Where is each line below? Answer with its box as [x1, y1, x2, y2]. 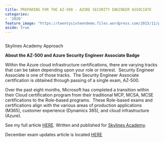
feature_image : [5, 20, 36, 26]
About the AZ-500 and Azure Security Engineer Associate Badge [5, 52, 140, 59]
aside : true [5, 25, 29, 30]
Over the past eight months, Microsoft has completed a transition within [5, 87, 149, 93]
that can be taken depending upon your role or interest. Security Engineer [5, 67, 155, 73]
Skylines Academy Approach [5, 43, 63, 49]
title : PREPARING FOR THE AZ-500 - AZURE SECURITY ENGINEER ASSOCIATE [5, 7, 152, 12]
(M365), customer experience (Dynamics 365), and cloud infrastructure [5, 108, 149, 114]
